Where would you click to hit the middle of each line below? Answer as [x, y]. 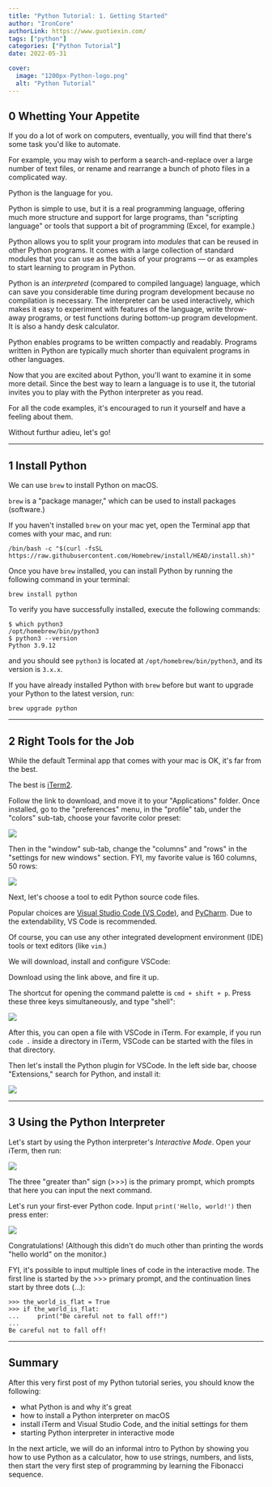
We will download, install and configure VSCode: [89, 962]
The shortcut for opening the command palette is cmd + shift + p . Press [130, 993]
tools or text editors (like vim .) [57, 946]
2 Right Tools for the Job [72, 741]
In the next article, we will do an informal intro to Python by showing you [129, 1448]
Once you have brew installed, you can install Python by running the [121, 571]
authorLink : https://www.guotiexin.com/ [78, 31]
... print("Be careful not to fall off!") [88, 1316]
